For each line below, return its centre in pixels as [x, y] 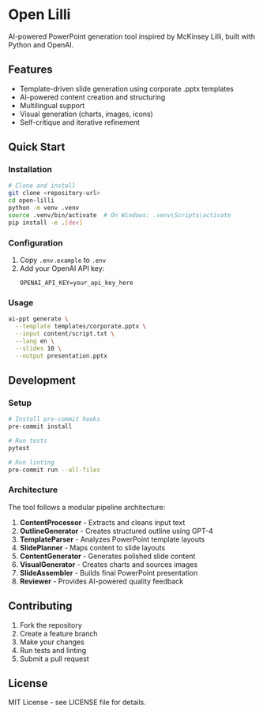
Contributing [40, 606]
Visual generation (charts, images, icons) [86, 114]
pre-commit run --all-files [54, 470]
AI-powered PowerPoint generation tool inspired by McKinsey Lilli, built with [131, 36]
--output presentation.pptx [62, 356]
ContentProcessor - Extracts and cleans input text [102, 522]
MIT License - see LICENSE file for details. [77, 702]
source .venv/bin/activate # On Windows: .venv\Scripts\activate [120, 215]
